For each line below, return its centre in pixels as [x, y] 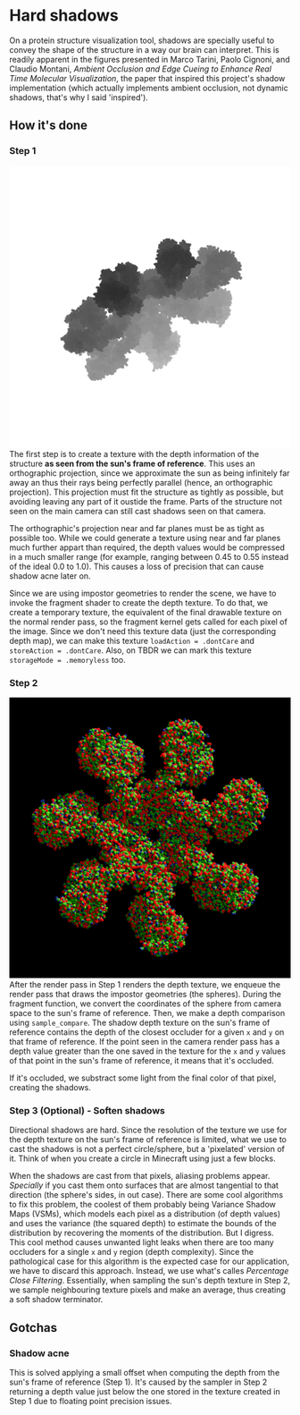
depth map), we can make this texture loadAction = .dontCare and [132, 640]
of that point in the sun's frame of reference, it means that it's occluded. [142, 1060]
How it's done [48, 126]
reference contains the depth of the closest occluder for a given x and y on [147, 1032]
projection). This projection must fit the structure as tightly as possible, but [146, 492]
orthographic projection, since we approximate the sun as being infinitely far [150, 473]
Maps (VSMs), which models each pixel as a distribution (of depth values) [145, 1214]
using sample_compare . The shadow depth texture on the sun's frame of [140, 1022]
